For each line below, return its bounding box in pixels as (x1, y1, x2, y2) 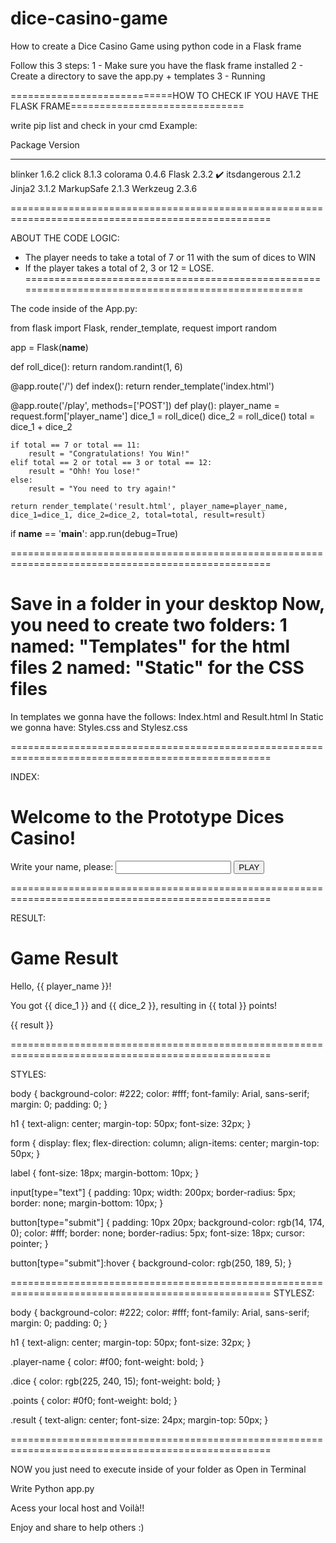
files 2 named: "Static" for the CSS (10, 657, 305, 679)
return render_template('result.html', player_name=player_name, (10, 501, 288, 511)
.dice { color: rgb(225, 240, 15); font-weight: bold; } (10, 1375, 222, 1387)
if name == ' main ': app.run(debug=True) (10, 527, 179, 539)
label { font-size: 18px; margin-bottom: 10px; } (10, 1167, 200, 1179)
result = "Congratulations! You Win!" (28, 448, 190, 459)
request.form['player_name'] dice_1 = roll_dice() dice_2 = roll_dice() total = (10, 410, 316, 422)
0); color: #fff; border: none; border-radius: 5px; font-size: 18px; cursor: (10, 1227, 305, 1239)
